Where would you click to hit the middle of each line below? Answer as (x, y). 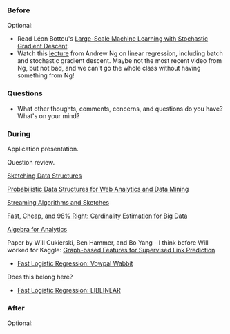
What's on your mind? (48, 115)
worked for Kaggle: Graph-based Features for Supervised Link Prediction (111, 250)
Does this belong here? (40, 277)
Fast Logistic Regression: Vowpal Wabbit (75, 263)
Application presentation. (43, 149)
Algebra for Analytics (37, 229)
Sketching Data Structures (45, 176)
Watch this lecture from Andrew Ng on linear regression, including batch (120, 53)
